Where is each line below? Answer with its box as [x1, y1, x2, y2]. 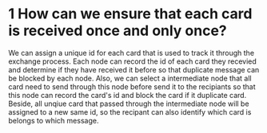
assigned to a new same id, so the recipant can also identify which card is [8, 107, 252, 116]
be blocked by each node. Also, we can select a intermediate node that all [8, 73, 252, 83]
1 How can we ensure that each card [8, 5, 253, 23]
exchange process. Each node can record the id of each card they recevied [8, 57, 257, 66]
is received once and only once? [8, 22, 228, 40]
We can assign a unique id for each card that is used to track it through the [8, 48, 254, 57]
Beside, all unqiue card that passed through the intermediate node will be [8, 99, 249, 108]
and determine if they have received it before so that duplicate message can [8, 65, 260, 74]
